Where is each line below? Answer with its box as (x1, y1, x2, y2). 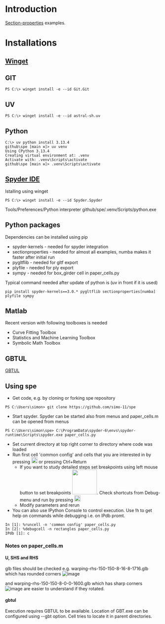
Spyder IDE (5, 175, 40, 184)
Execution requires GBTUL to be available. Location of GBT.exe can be (5, 608, 148, 614)
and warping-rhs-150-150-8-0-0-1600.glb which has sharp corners (5, 580, 143, 586)
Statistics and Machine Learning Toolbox (12, 335, 95, 341)
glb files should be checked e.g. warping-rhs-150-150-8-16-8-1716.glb (5, 566, 149, 572)
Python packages (5, 221, 61, 229)
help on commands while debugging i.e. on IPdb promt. (12, 513, 125, 519)
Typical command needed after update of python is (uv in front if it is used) (5, 279, 158, 285)
